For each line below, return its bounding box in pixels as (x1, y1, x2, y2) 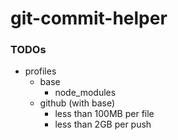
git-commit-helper (10, 7, 168, 30)
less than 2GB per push (54, 118, 152, 131)
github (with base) (39, 97, 116, 109)
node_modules (54, 87, 117, 99)
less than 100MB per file (54, 108, 155, 120)
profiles (24, 65, 57, 77)
